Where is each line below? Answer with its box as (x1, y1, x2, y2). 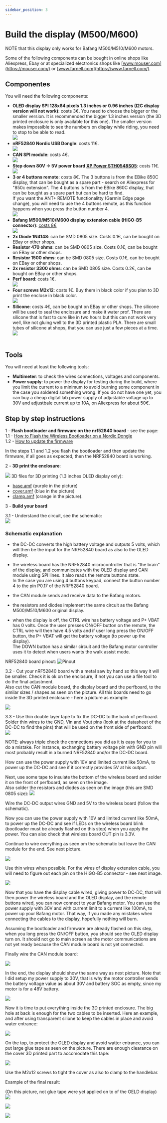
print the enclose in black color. (12, 293, 77, 299)
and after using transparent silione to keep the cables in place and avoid (5, 1015, 154, 1022)
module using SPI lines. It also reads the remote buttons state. (12, 572, 140, 578)
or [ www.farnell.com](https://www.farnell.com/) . (51, 65, 151, 71)
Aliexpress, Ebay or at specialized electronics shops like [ (5, 60, 123, 66)
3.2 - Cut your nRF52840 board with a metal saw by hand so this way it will (5, 668, 160, 674)
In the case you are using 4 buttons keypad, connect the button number (12, 578, 161, 584)
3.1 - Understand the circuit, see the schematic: (5, 513, 102, 518)
